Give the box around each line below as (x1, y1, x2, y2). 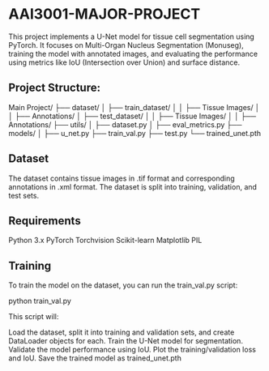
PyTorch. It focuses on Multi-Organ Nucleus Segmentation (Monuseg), (8, 40, 245, 49)
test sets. (8, 190, 39, 200)
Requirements (8, 214, 81, 228)
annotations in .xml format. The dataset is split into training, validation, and (8, 181, 258, 191)
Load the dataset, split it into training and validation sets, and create (8, 327, 235, 337)
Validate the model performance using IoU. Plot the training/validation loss (8, 345, 257, 355)
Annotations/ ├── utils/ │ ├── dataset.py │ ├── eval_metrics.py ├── (8, 119, 242, 130)
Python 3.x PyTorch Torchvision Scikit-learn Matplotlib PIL (8, 236, 203, 245)
